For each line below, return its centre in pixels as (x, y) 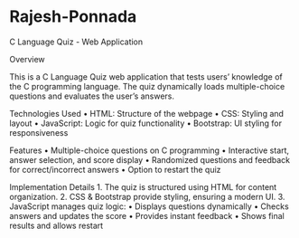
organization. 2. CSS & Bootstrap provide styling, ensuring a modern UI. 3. (147, 196)
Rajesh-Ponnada (73, 17)
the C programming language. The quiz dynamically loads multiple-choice (147, 86)
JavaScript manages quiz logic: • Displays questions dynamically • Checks (149, 206)
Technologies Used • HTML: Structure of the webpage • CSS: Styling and (147, 113)
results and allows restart (56, 225)
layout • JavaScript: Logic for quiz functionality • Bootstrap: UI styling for (146, 123)
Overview (27, 59)
